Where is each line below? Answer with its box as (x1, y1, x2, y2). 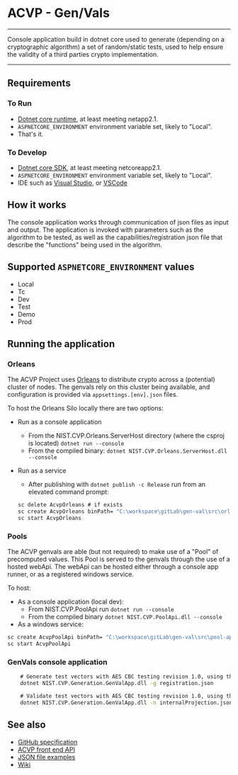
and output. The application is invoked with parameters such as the (7, 225, 204, 234)
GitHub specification (17, 737, 78, 746)
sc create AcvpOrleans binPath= (17, 508, 113, 515)
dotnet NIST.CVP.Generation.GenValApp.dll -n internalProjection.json (20, 699, 233, 706)
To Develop (7, 147, 47, 157)
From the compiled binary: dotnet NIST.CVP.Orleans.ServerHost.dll (28, 446, 228, 455)
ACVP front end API (17, 745, 76, 754)
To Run (7, 98, 32, 108)
